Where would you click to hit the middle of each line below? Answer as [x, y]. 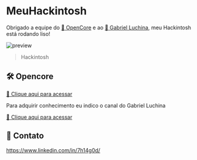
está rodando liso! [28, 33]
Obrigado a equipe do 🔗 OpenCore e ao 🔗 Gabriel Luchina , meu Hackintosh [99, 27]
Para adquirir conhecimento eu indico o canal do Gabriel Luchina [86, 105]
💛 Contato [25, 136]
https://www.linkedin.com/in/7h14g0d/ [53, 150]
